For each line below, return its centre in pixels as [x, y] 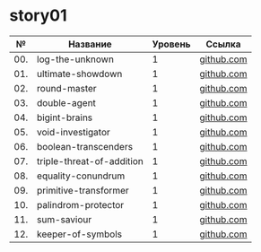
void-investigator [74, 132]
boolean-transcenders [85, 146]
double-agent [67, 102]
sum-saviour [65, 219]
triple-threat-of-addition [90, 161]
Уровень [171, 44]
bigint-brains [65, 117]
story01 [38, 16]
